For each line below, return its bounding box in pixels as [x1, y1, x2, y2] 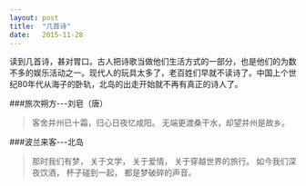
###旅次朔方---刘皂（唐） [9, 98, 107, 109]
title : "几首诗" [9, 22, 71, 31]
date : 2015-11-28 [9, 30, 84, 39]
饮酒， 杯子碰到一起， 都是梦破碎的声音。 [39, 167, 197, 178]
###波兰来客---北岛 [9, 137, 84, 148]
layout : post [9, 13, 59, 23]
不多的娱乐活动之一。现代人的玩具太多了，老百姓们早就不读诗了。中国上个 [9, 67, 289, 78]
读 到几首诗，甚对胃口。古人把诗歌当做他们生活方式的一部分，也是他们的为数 [9, 56, 297, 67]
